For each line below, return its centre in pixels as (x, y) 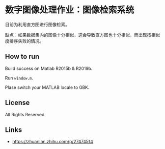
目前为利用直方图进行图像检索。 (37, 24)
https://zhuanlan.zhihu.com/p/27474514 (53, 142)
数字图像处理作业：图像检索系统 (70, 10)
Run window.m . (19, 78)
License (17, 103)
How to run (22, 57)
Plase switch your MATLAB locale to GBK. (47, 87)
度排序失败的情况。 (25, 41)
